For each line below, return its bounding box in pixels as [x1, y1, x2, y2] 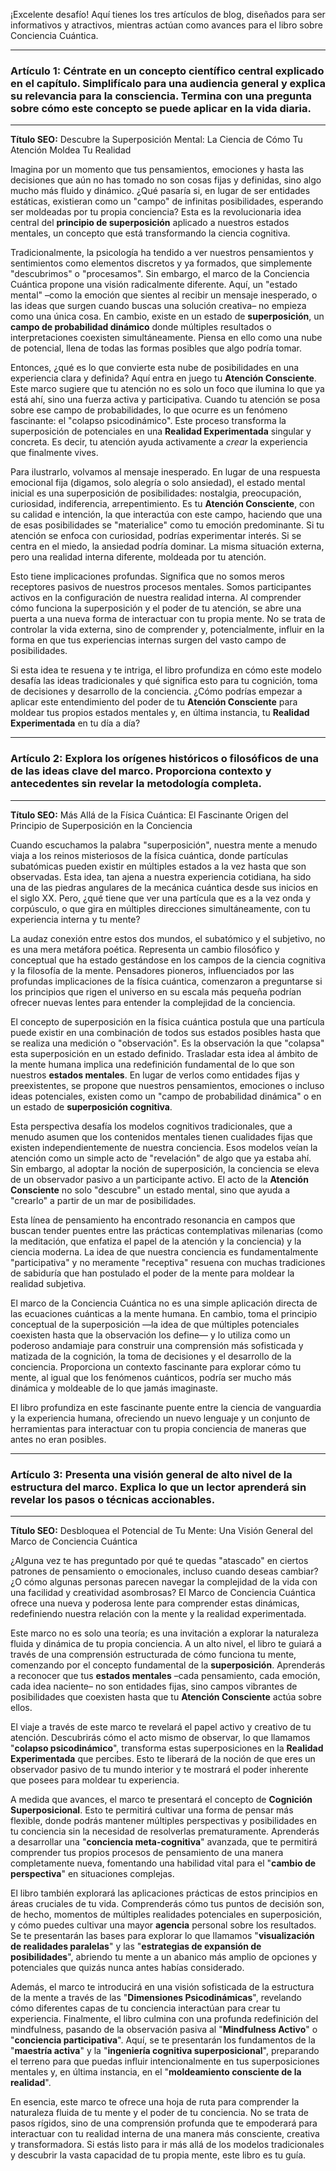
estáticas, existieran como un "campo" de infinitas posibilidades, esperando [10, 195, 324, 208]
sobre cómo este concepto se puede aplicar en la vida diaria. [10, 101, 312, 115]
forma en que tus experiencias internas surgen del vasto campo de [10, 634, 287, 646]
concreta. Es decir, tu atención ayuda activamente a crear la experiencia [10, 436, 308, 448]
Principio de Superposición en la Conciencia [10, 819, 193, 831]
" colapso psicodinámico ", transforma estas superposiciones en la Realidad [10, 1742, 324, 1754]
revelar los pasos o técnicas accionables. [10, 1492, 216, 1506]
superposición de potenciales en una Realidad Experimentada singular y [10, 425, 312, 438]
